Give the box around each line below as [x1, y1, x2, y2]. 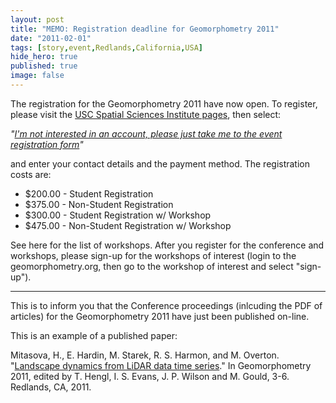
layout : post [10, 14, 65, 25]
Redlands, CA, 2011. [10, 381, 92, 393]
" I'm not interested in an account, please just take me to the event [10, 127, 283, 140]
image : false [10, 71, 65, 81]
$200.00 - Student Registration [24, 187, 154, 200]
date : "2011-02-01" [10, 33, 92, 43]
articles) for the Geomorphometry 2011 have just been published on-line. [10, 310, 310, 322]
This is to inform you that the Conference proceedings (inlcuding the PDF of [10, 299, 323, 311]
